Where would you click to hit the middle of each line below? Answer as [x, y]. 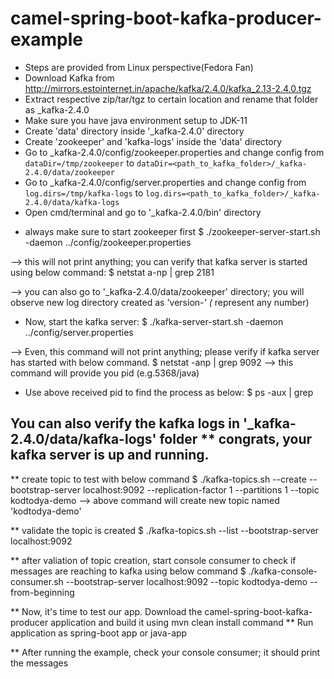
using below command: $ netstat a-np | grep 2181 [112, 272]
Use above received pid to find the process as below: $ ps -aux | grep [169, 392]
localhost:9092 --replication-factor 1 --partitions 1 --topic [201, 489]
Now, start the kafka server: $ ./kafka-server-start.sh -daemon [154, 321]
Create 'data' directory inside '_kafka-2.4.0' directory [134, 131]
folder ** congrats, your [236, 439]
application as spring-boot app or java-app [99, 633]
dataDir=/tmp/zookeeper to [79, 163]
